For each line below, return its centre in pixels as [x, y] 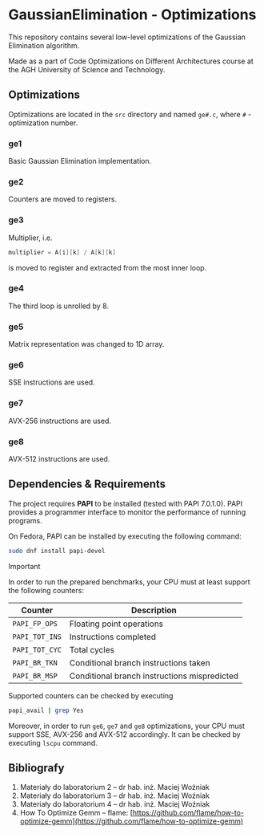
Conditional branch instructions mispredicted [154, 676]
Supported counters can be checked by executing [91, 695]
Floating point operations [116, 624]
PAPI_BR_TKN [35, 663]
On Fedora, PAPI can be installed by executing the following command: [125, 536]
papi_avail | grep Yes [46, 710]
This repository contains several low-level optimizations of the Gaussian [127, 37]
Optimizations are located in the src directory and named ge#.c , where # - [130, 114]
